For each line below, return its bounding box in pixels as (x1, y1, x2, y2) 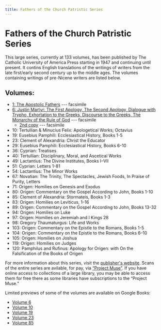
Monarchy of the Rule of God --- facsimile (12, 117, 97, 123)
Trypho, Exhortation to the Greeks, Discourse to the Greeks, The (12, 112, 141, 118)
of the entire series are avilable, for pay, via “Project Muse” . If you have (5, 265, 147, 271)
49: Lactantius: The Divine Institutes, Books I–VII (12, 158, 109, 164)
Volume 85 (12, 320, 34, 326)
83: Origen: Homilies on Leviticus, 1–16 (12, 199, 89, 205)
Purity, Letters (12, 179, 40, 184)
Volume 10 (12, 304, 33, 310)
